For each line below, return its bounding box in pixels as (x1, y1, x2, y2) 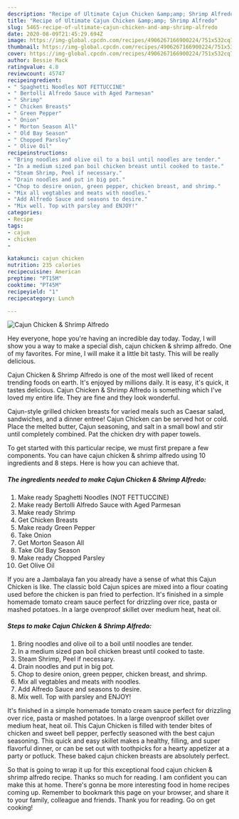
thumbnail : (7, 43, 40, 51)
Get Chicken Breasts (17, 516, 78, 524)
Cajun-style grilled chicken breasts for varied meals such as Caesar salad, (7, 407, 225, 416)
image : (7, 37, 27, 44)
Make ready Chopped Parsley (17, 553, 105, 563)
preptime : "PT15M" (7, 275, 62, 282)
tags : (7, 222, 23, 229)
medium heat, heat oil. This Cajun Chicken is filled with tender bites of (7, 721, 213, 730)
